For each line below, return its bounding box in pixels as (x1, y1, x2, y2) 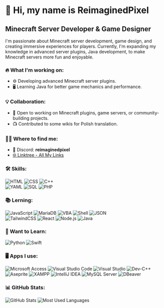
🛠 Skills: (5, 165, 27, 172)
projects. (30, 115, 49, 121)
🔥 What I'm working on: (5, 67, 64, 74)
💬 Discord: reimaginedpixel (12, 146, 70, 153)
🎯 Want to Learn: (5, 228, 47, 235)
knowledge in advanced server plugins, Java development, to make (5, 49, 145, 54)
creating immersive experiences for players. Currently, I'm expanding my (5, 43, 156, 49)
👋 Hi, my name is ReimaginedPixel (5, 5, 149, 16)
